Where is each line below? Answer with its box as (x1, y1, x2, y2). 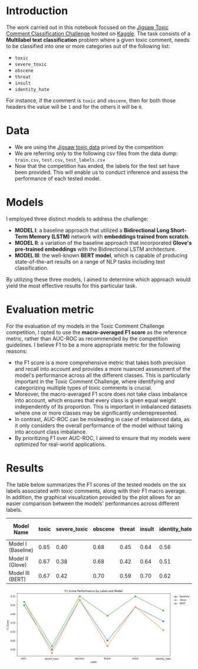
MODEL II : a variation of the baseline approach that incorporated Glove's (14, 239, 192, 246)
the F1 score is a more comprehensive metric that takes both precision (14, 359, 186, 366)
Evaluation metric (6, 303, 94, 316)
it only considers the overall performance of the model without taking (14, 422, 183, 429)
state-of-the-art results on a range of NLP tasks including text (14, 258, 166, 265)
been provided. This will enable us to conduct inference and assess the (14, 169, 188, 176)
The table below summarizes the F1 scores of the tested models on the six (6, 481, 187, 488)
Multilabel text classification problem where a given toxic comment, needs (6, 36, 190, 43)
